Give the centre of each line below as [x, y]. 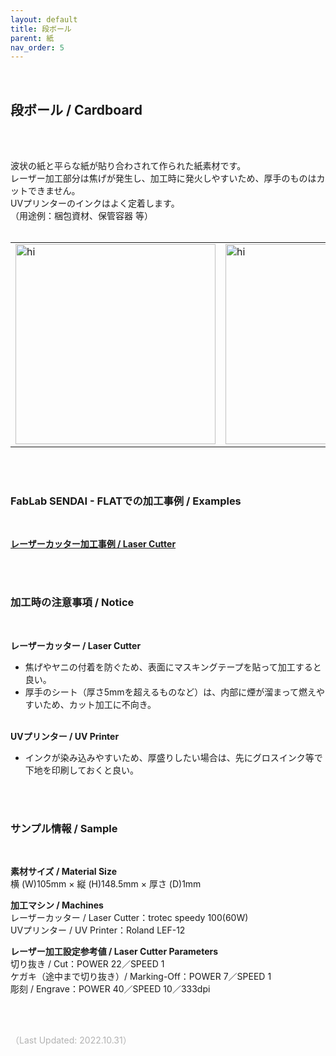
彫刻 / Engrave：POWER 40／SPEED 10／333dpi [110, 988]
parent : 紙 [32, 38]
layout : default [44, 19]
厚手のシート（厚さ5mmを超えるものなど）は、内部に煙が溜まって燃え [170, 692]
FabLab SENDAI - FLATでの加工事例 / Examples [126, 501]
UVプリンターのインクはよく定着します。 [95, 203]
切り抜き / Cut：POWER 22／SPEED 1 [87, 963]
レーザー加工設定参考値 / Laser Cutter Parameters [114, 951]
